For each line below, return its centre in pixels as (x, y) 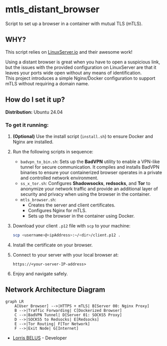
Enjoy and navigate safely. (40, 273)
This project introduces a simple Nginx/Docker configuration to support (80, 78)
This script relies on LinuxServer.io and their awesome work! (69, 52)
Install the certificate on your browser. (53, 245)
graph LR (15, 302)
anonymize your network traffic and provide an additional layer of (89, 189)
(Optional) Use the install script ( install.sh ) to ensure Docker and (83, 136)
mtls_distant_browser (52, 9)
